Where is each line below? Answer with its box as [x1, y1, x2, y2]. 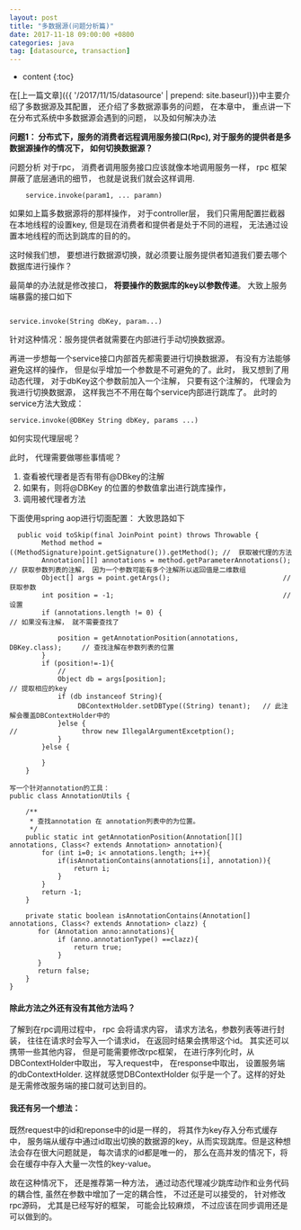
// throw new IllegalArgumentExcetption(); [9, 727, 235, 736]
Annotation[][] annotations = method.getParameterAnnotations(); [41, 556, 292, 565]
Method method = [41, 539, 102, 548]
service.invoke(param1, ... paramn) [25, 191, 164, 201]
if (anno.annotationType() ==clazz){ [57, 935, 199, 945]
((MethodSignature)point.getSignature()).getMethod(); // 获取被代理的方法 [9, 548, 293, 558]
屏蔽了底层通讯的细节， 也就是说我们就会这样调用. [9, 173, 195, 184]
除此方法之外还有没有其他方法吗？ [9, 1002, 136, 1013]
